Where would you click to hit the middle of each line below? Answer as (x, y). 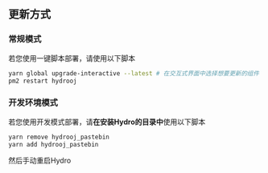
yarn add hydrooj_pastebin (54, 144)
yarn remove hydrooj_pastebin (59, 137)
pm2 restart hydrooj (43, 81)
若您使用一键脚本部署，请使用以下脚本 (72, 58)
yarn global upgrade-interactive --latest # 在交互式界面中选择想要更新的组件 (134, 73)
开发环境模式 (33, 103)
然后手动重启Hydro (40, 161)
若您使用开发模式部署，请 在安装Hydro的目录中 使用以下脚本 (107, 122)
